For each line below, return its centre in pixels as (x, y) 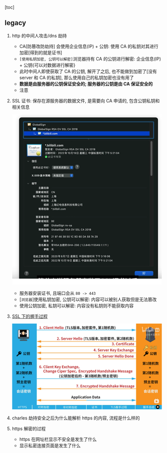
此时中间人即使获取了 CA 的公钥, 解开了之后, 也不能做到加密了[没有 (88, 71)
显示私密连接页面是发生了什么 (50, 445)
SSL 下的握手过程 (30, 316)
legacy (15, 23)
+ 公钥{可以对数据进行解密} (47, 65)
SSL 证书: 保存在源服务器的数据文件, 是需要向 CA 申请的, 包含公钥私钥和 (86, 101)
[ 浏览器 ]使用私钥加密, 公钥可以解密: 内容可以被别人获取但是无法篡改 (88, 299)
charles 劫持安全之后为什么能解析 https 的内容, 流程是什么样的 (76, 418)
